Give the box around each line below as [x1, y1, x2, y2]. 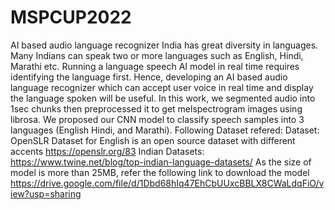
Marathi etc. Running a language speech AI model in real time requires [10, 60, 300, 72]
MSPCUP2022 [10, 6, 132, 29]
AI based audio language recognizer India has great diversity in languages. [10, 39, 319, 51]
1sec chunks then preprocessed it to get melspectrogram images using [10, 102, 303, 115]
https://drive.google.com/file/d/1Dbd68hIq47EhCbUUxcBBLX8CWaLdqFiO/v [10, 177, 325, 189]
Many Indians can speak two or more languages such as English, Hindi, [10, 49, 304, 61]
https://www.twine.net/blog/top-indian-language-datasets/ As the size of [10, 156, 312, 168]
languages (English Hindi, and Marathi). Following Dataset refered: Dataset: [10, 124, 320, 136]
